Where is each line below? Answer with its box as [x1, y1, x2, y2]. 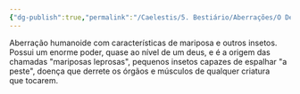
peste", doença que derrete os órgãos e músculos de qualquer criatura [9, 66, 271, 76]
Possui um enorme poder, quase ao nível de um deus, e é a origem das [9, 46, 271, 58]
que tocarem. [9, 74, 59, 85]
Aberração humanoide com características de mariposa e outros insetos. [9, 37, 278, 48]
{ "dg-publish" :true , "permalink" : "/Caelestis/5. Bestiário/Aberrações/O [9, 12, 281, 22]
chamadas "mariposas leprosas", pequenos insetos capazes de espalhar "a [9, 56, 287, 67]
